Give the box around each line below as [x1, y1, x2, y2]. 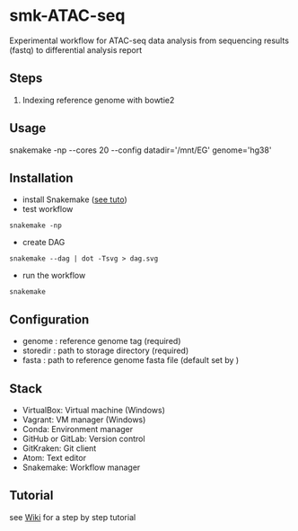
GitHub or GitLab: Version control [22, 433, 145, 444]
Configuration [9, 312, 90, 327]
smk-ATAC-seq [9, 5, 126, 26]
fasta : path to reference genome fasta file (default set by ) [22, 355, 240, 366]
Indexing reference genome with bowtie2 [22, 94, 175, 105]
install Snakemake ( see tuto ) [22, 194, 127, 205]
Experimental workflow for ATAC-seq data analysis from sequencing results [9, 35, 290, 46]
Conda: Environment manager [22, 424, 134, 434]
